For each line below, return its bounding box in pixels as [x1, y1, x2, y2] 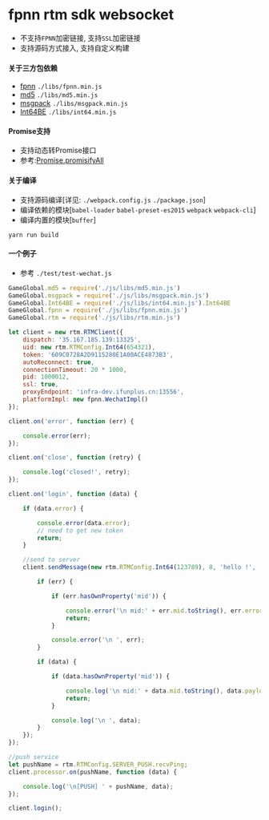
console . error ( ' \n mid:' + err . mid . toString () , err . [65, 607, 246, 615]
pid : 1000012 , [22, 373, 70, 382]
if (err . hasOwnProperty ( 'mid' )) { [50, 592, 167, 600]
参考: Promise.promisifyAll [19, 156, 104, 165]
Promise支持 [8, 126, 50, 135]
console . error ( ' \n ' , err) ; [50, 636, 146, 644]
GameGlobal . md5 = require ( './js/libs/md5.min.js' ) [8, 284, 181, 292]
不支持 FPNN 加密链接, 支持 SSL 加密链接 [19, 33, 141, 42]
